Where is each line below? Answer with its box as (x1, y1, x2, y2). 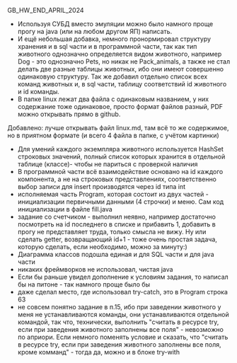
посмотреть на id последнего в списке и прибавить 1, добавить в (17, 220, 216, 229)
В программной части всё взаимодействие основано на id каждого (17, 168, 224, 175)
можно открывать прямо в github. (17, 110, 121, 118)
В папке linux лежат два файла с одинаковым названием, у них (17, 95, 209, 103)
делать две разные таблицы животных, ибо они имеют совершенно (17, 65, 224, 73)
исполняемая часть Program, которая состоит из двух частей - (17, 190, 209, 198)
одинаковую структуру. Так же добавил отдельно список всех (17, 72, 208, 81)
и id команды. (17, 88, 60, 96)
